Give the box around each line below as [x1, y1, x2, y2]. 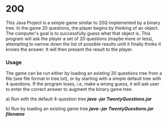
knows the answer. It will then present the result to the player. [6, 46, 133, 52]
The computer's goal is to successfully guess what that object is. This [6, 30, 150, 36]
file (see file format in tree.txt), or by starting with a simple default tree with [6, 76, 161, 82]
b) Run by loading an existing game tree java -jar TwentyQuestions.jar [6, 106, 154, 112]
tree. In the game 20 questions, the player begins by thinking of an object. [6, 25, 159, 31]
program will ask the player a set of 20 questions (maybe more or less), [6, 36, 154, 42]
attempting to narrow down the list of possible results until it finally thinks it [6, 41, 161, 47]
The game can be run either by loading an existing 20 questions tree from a [6, 70, 162, 76]
